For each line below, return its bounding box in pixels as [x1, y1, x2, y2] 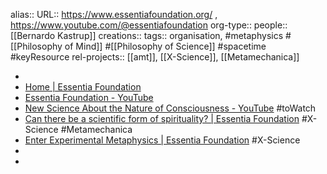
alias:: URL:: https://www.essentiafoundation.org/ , [10, 9, 218, 20]
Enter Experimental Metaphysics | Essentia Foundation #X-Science [24, 134, 301, 146]
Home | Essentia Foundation [24, 81, 142, 93]
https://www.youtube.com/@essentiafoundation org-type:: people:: [10, 19, 288, 31]
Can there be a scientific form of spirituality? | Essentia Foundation [24, 113, 300, 124]
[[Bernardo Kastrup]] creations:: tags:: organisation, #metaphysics [10, 30, 284, 41]
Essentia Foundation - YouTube [24, 92, 154, 103]
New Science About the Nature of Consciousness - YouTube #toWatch [24, 102, 317, 114]
